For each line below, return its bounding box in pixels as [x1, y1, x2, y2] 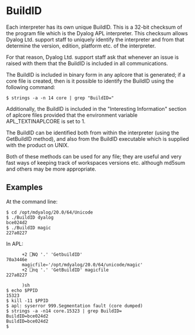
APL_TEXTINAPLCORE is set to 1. [6, 117, 86, 124]
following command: [6, 83, 56, 90]
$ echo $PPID [6, 287, 38, 293]
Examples [6, 182, 43, 192]
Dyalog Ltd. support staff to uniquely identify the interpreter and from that [6, 36, 184, 43]
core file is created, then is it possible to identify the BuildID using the [6, 77, 174, 84]
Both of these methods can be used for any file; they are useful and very [6, 153, 182, 160]
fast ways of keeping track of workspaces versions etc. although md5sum [6, 159, 186, 166]
